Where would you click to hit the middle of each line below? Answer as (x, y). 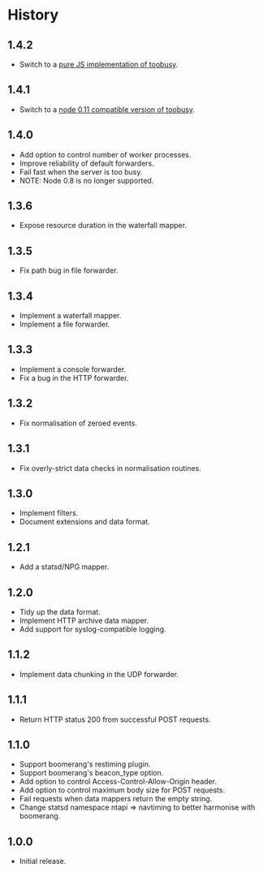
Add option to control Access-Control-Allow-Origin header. (118, 782)
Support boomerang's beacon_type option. (91, 773)
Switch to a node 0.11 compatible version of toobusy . (107, 109)
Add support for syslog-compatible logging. (93, 629)
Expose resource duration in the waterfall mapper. (103, 226)
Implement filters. (49, 513)
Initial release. (43, 861)
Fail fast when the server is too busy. (81, 171)
